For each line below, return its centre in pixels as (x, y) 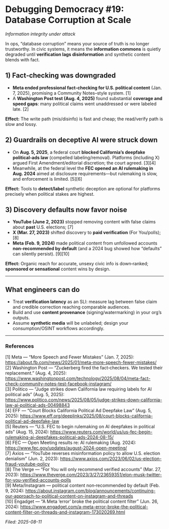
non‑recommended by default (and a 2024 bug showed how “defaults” (87, 249)
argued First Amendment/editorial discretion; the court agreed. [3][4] (84, 163)
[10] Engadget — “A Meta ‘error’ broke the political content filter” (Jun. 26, (82, 501)
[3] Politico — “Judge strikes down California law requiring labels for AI (78, 389)
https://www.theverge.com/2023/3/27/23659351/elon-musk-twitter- (91, 475)
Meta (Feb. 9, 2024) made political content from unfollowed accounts (85, 243)
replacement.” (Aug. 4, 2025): (36, 373)
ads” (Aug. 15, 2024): (27, 432)
